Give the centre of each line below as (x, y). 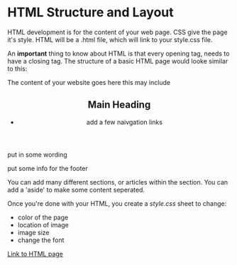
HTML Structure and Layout (90, 12)
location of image (43, 224)
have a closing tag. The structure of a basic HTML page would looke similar (118, 61)
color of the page (43, 217)
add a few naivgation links (125, 122)
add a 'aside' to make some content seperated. (76, 189)
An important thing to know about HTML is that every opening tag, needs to (118, 53)
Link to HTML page (35, 254)
